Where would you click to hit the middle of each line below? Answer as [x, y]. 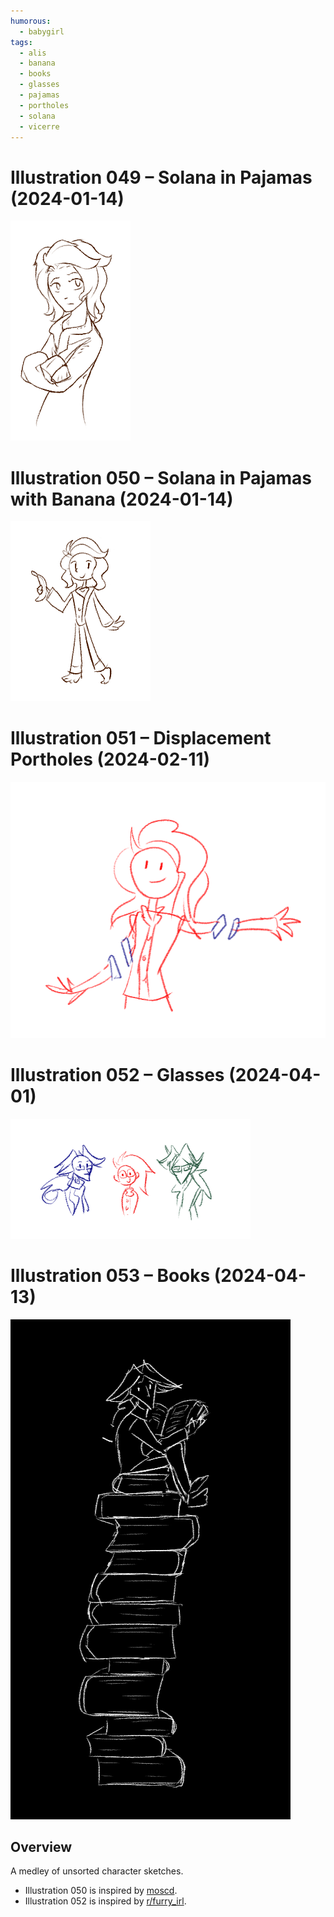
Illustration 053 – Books [110, 1275]
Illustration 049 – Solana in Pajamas [161, 177]
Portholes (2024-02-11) [110, 759]
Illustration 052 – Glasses [117, 1074]
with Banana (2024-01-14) [122, 499]
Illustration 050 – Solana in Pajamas [161, 477]
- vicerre [39, 126]
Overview [41, 1846]
